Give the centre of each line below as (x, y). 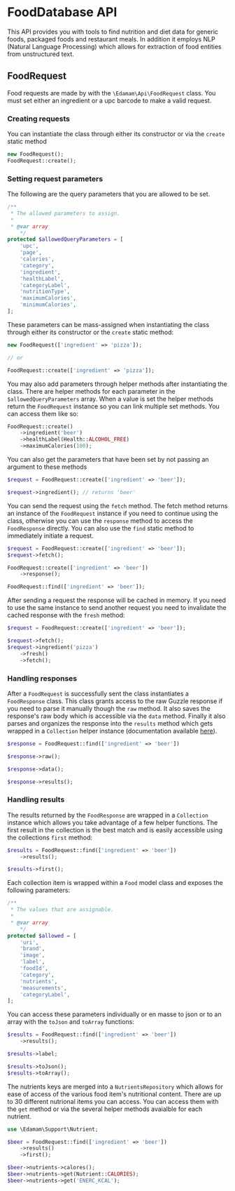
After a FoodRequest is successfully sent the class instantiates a (98, 693)
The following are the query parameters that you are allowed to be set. (109, 194)
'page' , (31, 253)
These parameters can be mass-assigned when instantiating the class (108, 324)
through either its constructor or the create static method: (91, 332)
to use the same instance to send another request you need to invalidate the (117, 608)
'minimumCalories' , (48, 305)
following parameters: (39, 890)
